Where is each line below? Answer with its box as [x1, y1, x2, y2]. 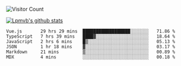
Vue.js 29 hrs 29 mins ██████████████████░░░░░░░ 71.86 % [6, 28, 176, 34]
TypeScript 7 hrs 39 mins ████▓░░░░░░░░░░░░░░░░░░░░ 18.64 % [6, 34, 176, 39]
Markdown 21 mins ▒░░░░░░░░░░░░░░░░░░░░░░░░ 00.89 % [6, 49, 176, 55]
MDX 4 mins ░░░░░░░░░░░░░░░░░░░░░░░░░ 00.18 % [6, 54, 176, 60]
